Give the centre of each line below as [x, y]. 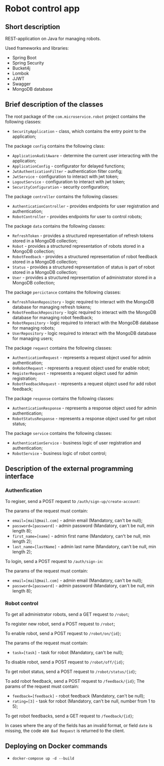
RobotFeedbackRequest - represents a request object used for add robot [84, 383]
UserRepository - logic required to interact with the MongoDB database [84, 333]
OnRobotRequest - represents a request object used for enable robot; [81, 368]
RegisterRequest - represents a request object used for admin [75, 373]
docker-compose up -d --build [43, 758]
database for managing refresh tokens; [52, 307]
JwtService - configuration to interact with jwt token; [66, 176]
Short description [33, 27]
